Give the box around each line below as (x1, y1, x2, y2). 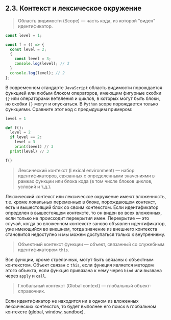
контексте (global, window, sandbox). (5, 308, 85, 315)
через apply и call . (5, 273, 47, 279)
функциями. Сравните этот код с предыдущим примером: (5, 106, 133, 112)
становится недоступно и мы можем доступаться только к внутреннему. (5, 231, 166, 237)
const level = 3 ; (14, 56, 52, 62)
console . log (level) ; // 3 (14, 61, 70, 66)
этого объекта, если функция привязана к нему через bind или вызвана (5, 267, 162, 273)
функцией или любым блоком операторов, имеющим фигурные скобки (5, 90, 162, 96)
